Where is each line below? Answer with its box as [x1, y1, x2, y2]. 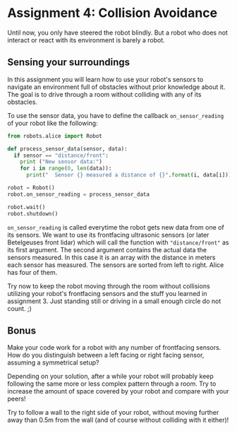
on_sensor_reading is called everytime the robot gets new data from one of [7, 223, 224, 231]
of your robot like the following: [7, 119, 98, 127]
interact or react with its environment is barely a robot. [7, 35, 166, 44]
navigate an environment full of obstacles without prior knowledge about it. [7, 83, 226, 91]
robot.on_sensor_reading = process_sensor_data [7, 191, 150, 198]
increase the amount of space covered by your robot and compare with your [7, 387, 229, 396]
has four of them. [7, 268, 58, 276]
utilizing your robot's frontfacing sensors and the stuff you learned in [7, 289, 207, 297]
